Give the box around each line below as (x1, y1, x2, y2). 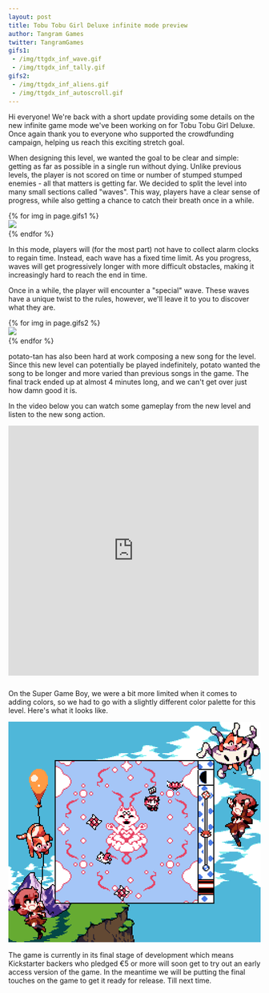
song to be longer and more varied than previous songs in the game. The (8, 368, 250, 378)
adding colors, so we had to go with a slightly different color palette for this (8, 697, 256, 707)
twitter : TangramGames (8, 38, 84, 46)
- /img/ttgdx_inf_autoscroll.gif (11, 89, 124, 97)
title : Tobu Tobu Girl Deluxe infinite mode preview (8, 21, 188, 30)
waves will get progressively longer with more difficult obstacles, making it (8, 261, 255, 271)
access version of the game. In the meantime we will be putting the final (8, 967, 246, 976)
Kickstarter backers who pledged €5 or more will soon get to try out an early (8, 959, 261, 968)
